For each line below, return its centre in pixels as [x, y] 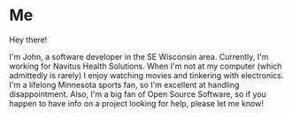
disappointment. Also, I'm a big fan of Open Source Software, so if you [138, 94]
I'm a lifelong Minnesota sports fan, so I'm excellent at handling [124, 84]
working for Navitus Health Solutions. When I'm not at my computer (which [146, 66]
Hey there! [28, 40]
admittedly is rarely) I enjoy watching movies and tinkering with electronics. [146, 75]
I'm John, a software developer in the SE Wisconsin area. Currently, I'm [139, 56]
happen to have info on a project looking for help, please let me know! [136, 103]
